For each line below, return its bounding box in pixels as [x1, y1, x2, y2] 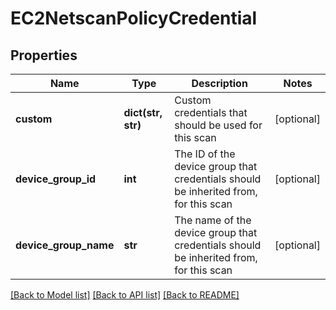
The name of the [174, 213, 252, 227]
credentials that [174, 106, 248, 119]
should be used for [174, 118, 263, 132]
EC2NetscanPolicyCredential [10, 7, 258, 30]
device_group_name [15, 238, 115, 252]
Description [191, 77, 248, 90]
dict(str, [123, 106, 163, 119]
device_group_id [15, 172, 97, 186]
